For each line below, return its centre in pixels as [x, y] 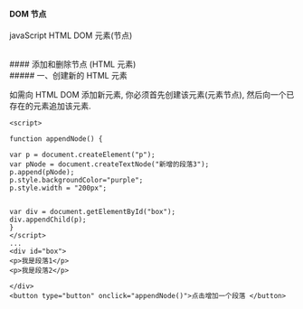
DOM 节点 [28, 14]
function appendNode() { [56, 139]
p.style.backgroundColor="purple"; [76, 181]
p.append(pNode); [42, 173]
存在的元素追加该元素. [51, 106]
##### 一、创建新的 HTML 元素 [69, 76]
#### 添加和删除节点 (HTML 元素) [73, 64]
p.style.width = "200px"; [58, 188]
